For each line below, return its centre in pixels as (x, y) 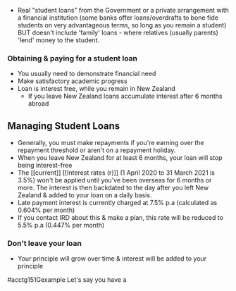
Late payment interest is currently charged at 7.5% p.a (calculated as (117, 203)
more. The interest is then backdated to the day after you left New (113, 188)
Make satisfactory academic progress (73, 81)
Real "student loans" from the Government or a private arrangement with (123, 10)
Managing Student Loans (64, 126)
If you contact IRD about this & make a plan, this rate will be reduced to (120, 218)
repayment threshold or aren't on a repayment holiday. (97, 150)
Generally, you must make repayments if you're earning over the (111, 143)
